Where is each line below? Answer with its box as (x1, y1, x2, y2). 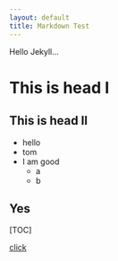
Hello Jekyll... (9, 46, 60, 57)
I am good (21, 156, 60, 167)
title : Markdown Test (9, 22, 90, 30)
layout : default (9, 13, 70, 22)
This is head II (9, 113, 88, 128)
